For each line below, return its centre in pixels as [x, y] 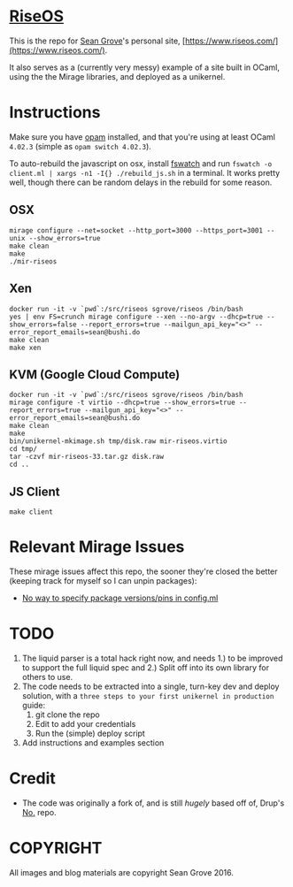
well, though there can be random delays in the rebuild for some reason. [141, 182]
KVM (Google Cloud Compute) [95, 375]
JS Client [35, 491]
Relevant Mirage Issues [97, 547]
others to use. [47, 677]
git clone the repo [67, 715]
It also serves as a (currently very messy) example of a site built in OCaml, [145, 67]
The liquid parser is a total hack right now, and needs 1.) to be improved [152, 658]
